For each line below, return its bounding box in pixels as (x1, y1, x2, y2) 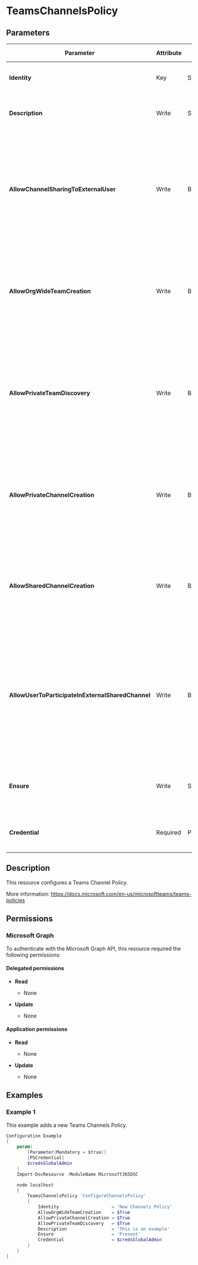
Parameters (6, 28, 50, 38)
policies (6, 896, 25, 903)
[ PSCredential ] (27, 1155, 65, 1161)
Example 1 (6, 1108, 36, 1116)
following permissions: (6, 951, 61, 958)
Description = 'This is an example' (37, 1226, 170, 1232)
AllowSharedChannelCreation (9, 582, 95, 590)
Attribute (156, 49, 182, 57)
